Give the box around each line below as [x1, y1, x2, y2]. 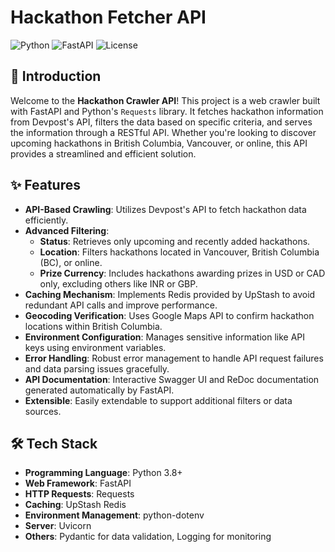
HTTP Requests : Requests [24, 488, 135, 500]
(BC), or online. [39, 256, 103, 268]
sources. [24, 405, 62, 417]
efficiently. [24, 214, 69, 226]
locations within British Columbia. [24, 320, 163, 332]
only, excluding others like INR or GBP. [39, 277, 198, 290]
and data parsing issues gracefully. [24, 362, 170, 375]
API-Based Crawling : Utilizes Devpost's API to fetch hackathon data [24, 203, 307, 215]
